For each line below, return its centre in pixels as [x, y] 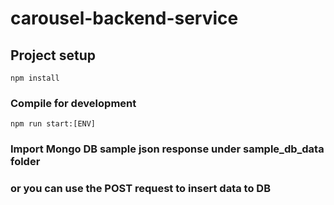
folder [25, 162]
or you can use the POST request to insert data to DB [140, 189]
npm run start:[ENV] [53, 124]
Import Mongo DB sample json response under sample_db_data [167, 149]
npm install [35, 78]
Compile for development [73, 103]
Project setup [53, 55]
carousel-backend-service [124, 18]
